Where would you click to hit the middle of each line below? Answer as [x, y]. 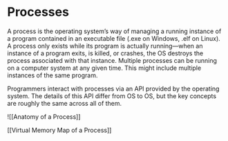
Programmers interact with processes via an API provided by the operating [113, 88]
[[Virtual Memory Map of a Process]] [59, 130]
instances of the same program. [53, 75]
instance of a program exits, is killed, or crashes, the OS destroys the [105, 53]
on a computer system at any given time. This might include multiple [104, 68]
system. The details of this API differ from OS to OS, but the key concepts [112, 96]
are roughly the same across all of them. [65, 103]
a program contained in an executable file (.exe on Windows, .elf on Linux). [114, 38]
